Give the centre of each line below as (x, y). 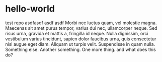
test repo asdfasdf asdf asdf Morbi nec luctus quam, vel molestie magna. (81, 23)
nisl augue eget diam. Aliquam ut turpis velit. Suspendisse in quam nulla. (80, 44)
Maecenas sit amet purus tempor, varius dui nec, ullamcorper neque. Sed (81, 28)
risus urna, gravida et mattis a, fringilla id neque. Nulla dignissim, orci (77, 33)
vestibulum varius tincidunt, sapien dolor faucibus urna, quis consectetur (81, 39)
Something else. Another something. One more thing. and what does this (80, 49)
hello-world (30, 9)
